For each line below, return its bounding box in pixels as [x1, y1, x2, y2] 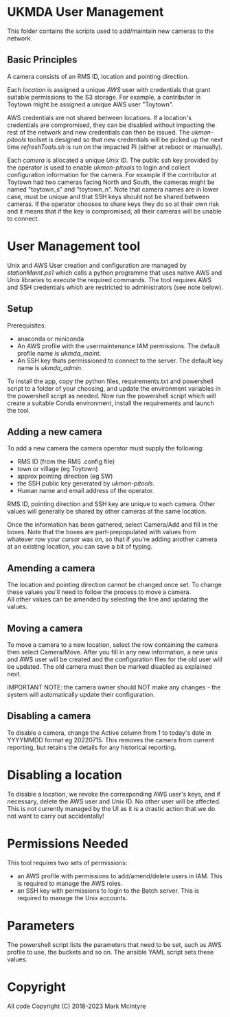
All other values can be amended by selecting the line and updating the [7, 595, 209, 604]
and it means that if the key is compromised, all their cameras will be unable [7, 207, 222, 215]
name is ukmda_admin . [16, 363, 83, 372]
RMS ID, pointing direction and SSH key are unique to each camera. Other [7, 500, 216, 508]
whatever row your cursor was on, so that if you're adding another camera [7, 535, 218, 543]
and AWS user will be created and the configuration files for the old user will [7, 655, 222, 663]
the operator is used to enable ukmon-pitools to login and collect [7, 163, 191, 172]
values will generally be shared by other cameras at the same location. [7, 507, 207, 516]
